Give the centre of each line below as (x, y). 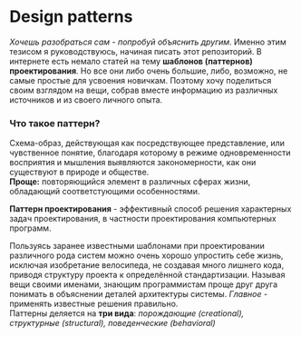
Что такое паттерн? (55, 123)
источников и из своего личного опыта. (86, 99)
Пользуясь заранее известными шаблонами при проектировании (137, 246)
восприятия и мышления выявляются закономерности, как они (133, 163)
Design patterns (71, 17)
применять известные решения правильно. (94, 304)
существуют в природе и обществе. (79, 172)
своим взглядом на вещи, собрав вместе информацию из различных (144, 90)
